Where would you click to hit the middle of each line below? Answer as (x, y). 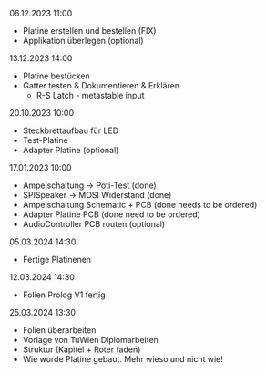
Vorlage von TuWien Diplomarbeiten (91, 340)
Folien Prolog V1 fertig (64, 295)
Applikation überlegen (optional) (83, 41)
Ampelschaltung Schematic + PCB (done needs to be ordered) (140, 205)
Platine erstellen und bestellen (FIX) (89, 31)
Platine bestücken (56, 76)
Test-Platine (45, 140)
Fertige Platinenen (57, 260)
